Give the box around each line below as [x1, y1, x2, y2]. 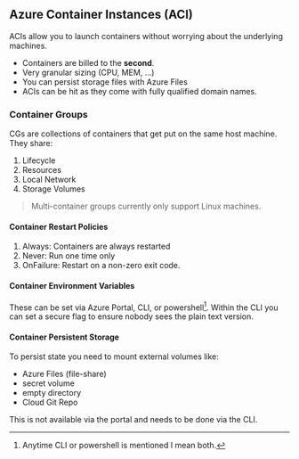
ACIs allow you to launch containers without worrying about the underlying [9, 30, 283, 41]
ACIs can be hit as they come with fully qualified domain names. [21, 86, 258, 96]
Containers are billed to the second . [21, 57, 155, 68]
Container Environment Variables [9, 280, 135, 291]
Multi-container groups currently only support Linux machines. [30, 201, 262, 212]
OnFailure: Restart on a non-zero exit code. [21, 260, 181, 271]
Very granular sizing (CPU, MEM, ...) [21, 67, 155, 78]
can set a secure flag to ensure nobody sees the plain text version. [9, 311, 254, 322]
